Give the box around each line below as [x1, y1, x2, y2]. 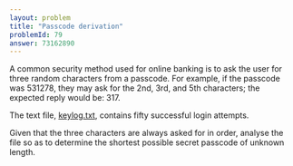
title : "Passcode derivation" [9, 22, 124, 31]
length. [9, 147, 36, 158]
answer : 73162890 [9, 38, 75, 48]
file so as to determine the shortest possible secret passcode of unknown [9, 137, 285, 148]
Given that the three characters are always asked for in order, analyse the [9, 128, 284, 139]
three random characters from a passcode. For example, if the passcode [9, 73, 281, 84]
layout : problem [9, 13, 71, 23]
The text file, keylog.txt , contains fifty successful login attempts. [9, 110, 249, 121]
